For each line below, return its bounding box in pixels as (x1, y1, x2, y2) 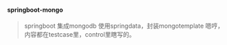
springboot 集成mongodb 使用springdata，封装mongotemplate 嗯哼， (24, 21, 224, 30)
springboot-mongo (7, 6, 64, 14)
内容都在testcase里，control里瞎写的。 (24, 30, 136, 39)
